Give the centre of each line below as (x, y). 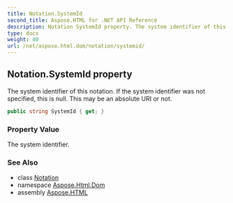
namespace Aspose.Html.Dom (61, 185)
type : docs (23, 33)
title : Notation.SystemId (45, 14)
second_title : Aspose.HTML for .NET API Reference (82, 20)
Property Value (33, 129)
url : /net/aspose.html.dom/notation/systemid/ (76, 46)
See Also (23, 163)
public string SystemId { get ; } (56, 111)
